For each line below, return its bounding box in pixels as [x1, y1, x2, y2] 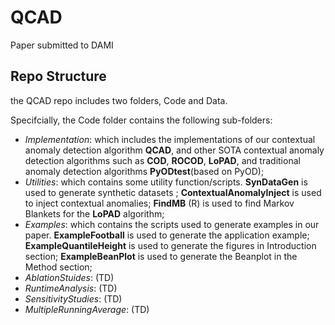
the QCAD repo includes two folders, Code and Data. [10, 94, 228, 106]
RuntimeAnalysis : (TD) [24, 282, 118, 294]
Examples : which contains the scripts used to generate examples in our [24, 218, 320, 230]
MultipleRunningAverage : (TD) [24, 303, 150, 315]
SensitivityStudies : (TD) [24, 292, 123, 305]
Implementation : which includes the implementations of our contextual [24, 133, 316, 145]
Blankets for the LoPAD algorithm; [24, 207, 165, 220]
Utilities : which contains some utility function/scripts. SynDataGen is [24, 176, 308, 188]
